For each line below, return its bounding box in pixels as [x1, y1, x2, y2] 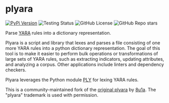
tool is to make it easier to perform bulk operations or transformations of [5, 50, 158, 57]
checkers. [5, 67, 27, 73]
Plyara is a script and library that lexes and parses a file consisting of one [5, 39, 160, 46]
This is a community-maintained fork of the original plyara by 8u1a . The [5, 86, 156, 92]
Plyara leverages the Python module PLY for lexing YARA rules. [5, 76, 139, 83]
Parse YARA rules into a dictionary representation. [5, 30, 111, 36]
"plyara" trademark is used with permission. [5, 92, 99, 98]
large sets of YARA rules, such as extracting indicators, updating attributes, [5, 56, 164, 62]
